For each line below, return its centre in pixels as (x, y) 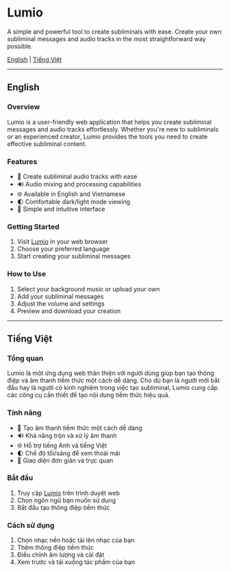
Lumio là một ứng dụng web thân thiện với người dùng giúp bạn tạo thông (111, 373)
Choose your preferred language (63, 249)
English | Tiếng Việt (35, 59)
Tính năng (24, 413)
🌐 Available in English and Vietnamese (71, 194)
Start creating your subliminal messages (74, 256)
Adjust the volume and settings (61, 304)
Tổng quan (25, 358)
